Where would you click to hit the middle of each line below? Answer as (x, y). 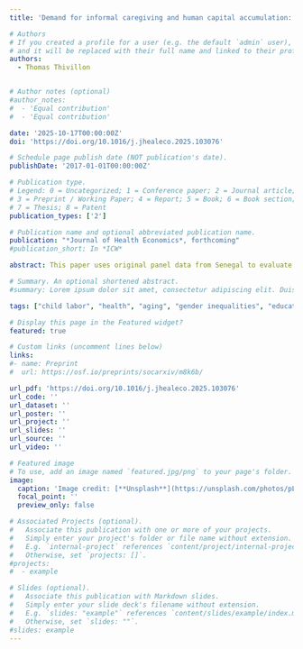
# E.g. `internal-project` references (87, 546)
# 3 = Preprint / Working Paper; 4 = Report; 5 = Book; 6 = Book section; (153, 199)
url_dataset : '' (40, 405)
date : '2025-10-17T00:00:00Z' (66, 133)
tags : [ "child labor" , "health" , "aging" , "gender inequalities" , (137, 306)
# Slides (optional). (50, 588)
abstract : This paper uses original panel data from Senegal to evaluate (151, 265)
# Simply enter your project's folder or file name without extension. (151, 538)
